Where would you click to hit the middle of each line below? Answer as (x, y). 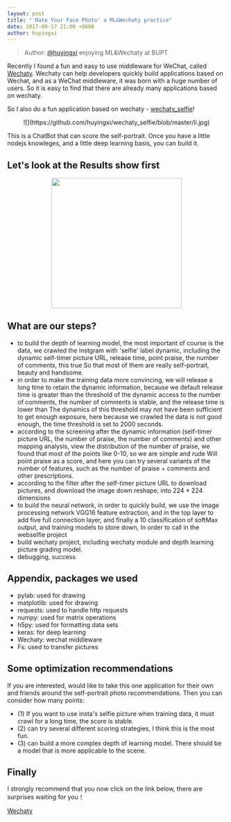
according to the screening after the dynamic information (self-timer (115, 431)
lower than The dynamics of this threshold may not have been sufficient (120, 409)
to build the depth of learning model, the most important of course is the (120, 343)
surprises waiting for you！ (46, 797)
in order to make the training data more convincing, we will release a (115, 379)
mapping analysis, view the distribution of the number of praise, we (113, 446)
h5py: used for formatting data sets (68, 624)
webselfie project (42, 534)
